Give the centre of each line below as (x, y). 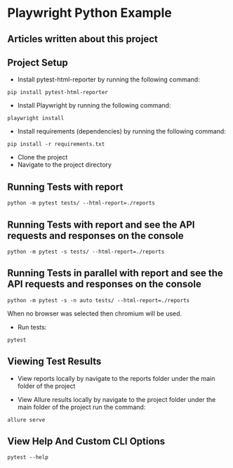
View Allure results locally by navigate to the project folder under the (116, 399)
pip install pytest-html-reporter (58, 93)
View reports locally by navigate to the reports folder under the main (116, 378)
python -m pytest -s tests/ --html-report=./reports (86, 252)
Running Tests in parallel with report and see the (115, 273)
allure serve (26, 420)
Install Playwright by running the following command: (94, 105)
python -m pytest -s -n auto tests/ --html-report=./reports (99, 300)
